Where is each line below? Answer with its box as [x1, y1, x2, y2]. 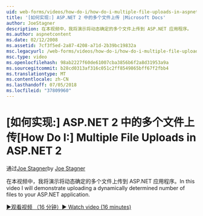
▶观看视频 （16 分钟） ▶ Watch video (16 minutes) [6, 203, 132, 211]
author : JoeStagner [6, 20, 56, 26]
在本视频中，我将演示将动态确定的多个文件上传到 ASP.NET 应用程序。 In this [6, 177, 195, 185]
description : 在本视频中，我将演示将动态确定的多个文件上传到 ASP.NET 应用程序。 [6, 25, 192, 32]
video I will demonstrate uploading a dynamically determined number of [6, 184, 185, 191]
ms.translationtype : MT [6, 71, 66, 77]
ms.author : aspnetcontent [6, 31, 71, 38]
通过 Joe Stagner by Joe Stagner [6, 165, 86, 172]
